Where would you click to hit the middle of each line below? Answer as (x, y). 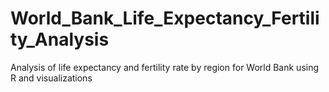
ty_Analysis (60, 39)
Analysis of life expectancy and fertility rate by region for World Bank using (165, 67)
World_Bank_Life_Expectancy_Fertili (165, 18)
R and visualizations (51, 78)
